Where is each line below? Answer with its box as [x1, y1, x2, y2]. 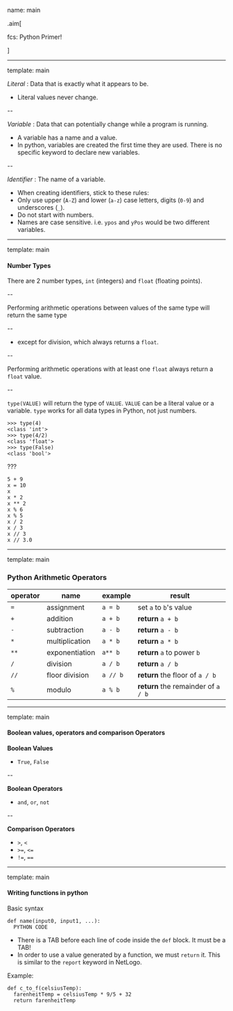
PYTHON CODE [13, 924, 49, 930]
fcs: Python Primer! [7, 33, 62, 41]
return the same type [7, 311, 67, 319]
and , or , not [17, 798, 50, 806]
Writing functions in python [7, 889, 89, 897]
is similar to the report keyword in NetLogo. [17, 958, 142, 966]
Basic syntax [7, 904, 44, 912]
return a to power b [137, 647, 200, 657]
